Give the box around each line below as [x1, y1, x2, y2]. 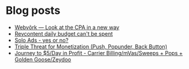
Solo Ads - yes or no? [14, 36, 69, 44]
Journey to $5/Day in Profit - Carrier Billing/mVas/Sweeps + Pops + [14, 49, 183, 56]
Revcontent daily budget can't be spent [14, 30, 113, 37]
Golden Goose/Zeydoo [14, 56, 71, 63]
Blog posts [5, 4, 61, 18]
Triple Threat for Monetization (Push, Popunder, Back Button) [14, 43, 168, 50]
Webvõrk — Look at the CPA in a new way [14, 24, 119, 31]
